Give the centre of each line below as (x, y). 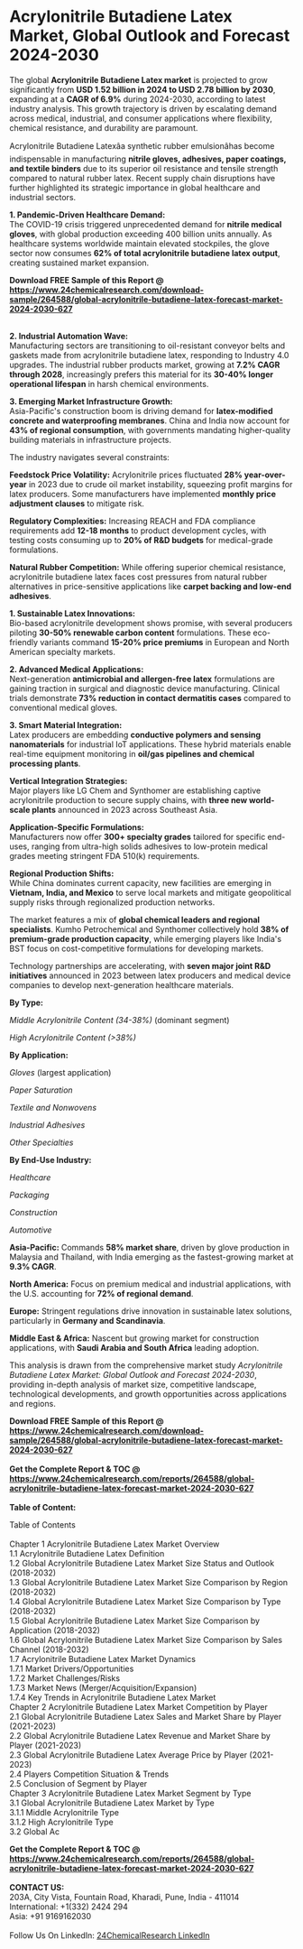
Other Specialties (41, 1142)
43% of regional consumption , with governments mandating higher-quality (150, 430)
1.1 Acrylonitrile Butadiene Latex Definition (87, 1553)
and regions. (32, 1403)
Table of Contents (43, 1524)
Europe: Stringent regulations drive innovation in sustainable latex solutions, (151, 1311)
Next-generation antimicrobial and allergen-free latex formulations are (142, 679)
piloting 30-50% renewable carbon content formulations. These (130, 633)
